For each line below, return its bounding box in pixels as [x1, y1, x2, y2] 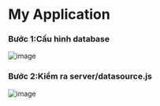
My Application [8, 5, 110, 24]
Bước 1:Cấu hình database [8, 34, 110, 45]
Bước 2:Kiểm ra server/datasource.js [8, 71, 152, 82]
